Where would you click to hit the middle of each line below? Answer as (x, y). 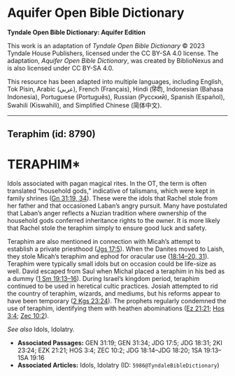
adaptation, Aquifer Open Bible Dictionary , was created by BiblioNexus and (115, 60)
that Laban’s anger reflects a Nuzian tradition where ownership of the (107, 213)
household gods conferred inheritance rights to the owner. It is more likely (114, 221)
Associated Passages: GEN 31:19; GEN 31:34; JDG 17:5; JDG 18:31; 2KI (120, 343)
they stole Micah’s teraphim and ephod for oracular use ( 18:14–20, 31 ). (108, 256)
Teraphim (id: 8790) (51, 134)
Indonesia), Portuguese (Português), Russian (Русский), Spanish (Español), (116, 96)
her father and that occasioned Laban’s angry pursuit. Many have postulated (117, 206)
